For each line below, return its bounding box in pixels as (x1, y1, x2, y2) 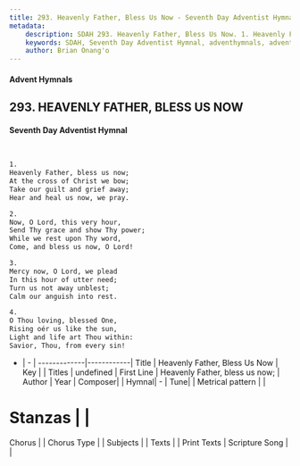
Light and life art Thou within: (9, 333, 134, 342)
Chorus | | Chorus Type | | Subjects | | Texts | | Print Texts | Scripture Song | (9, 437, 288, 447)
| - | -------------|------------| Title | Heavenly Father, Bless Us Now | (21, 357, 279, 368)
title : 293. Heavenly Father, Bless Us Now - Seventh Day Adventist (9, 12, 270, 22)
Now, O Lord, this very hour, (9, 218, 122, 227)
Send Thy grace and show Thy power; (9, 226, 146, 235)
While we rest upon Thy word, (9, 234, 122, 244)
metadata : (9, 21, 46, 30)
